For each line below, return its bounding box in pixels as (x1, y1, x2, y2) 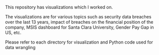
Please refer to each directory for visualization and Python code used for (5, 39, 153, 45)
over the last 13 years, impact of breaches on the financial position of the (5, 19, 154, 25)
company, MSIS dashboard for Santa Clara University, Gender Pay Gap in (5, 24, 154, 30)
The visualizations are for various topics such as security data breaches (5, 14, 152, 19)
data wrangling (5, 45, 36, 50)
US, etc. (5, 30, 22, 35)
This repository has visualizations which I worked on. (5, 4, 113, 10)
